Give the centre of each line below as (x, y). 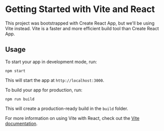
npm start (15, 71)
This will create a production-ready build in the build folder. (67, 108)
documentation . (21, 123)
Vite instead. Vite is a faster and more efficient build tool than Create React (82, 28)
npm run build (20, 99)
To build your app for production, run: (44, 90)
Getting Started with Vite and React (80, 9)
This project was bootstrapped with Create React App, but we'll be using (80, 23)
